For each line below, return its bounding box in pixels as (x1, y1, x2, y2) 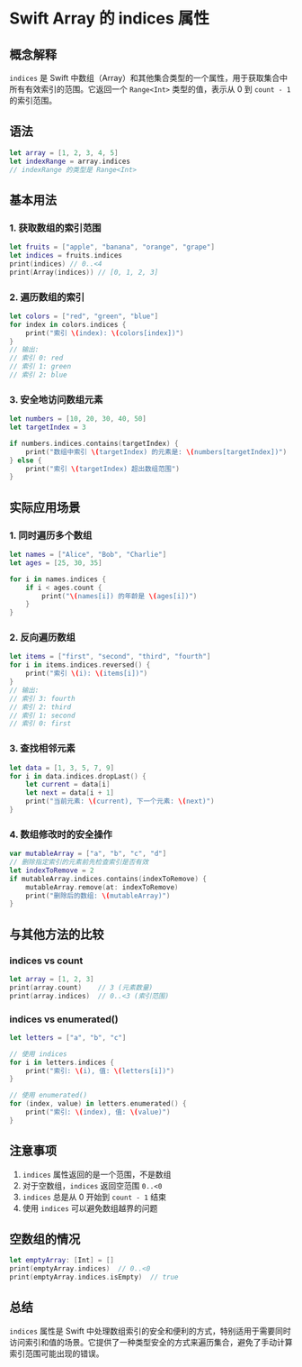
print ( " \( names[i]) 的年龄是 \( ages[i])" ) (41, 591, 198, 600)
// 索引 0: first (9, 719, 72, 728)
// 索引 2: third (9, 702, 72, 712)
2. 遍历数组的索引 (9, 290, 85, 303)
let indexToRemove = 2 (9, 866, 94, 875)
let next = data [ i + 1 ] (25, 788, 115, 797)
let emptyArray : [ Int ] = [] (9, 1256, 115, 1265)
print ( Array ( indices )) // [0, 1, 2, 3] (9, 268, 159, 277)
